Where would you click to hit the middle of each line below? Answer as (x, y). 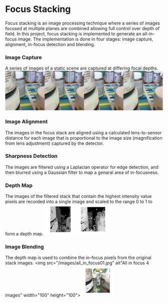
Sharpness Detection (31, 156)
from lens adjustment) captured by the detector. (54, 143)
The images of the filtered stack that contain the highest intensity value (78, 196)
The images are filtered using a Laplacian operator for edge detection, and (82, 167)
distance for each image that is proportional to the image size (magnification (84, 138)
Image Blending (24, 247)
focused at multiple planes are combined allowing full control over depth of (82, 28)
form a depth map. (24, 234)
